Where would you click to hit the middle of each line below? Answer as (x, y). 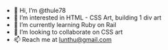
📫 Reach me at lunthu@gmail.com (62, 40)
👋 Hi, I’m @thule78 (40, 10)
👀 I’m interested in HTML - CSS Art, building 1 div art (87, 18)
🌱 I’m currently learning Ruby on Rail (65, 25)
